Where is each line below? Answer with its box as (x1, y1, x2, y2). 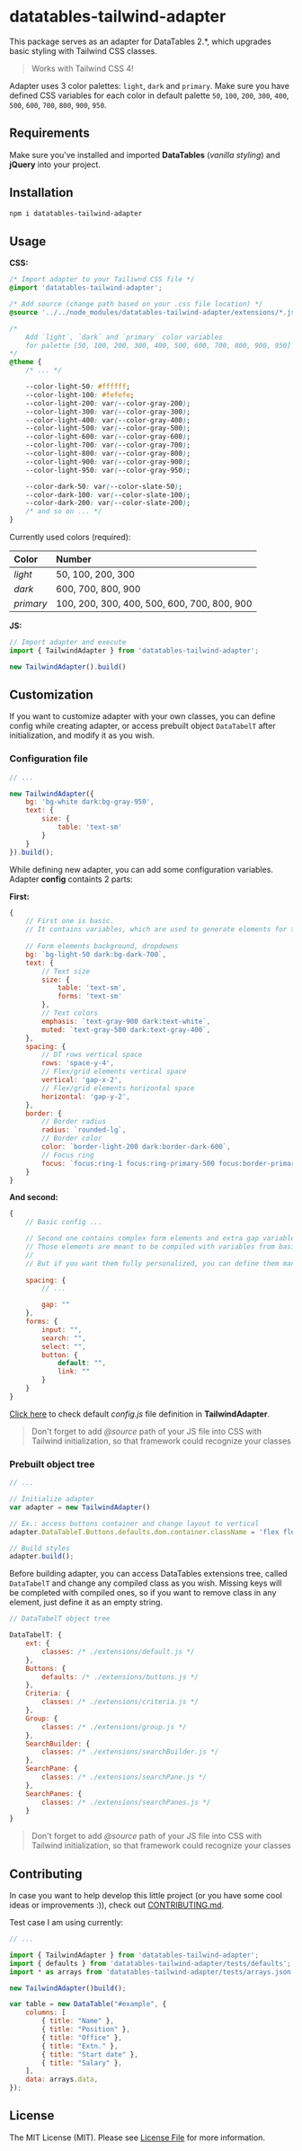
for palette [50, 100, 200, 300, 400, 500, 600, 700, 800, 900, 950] (25, 341, 292, 350)
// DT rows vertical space (41, 1050, 143, 1060)
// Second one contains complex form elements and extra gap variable (25, 1234, 296, 1243)
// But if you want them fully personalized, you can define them (25, 1258, 280, 1268)
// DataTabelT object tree (9, 1614, 111, 1623)
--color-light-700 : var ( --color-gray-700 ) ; (25, 440, 191, 450)
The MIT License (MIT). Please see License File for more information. (9, 2132, 265, 2143)
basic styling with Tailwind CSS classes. (9, 45, 157, 56)
